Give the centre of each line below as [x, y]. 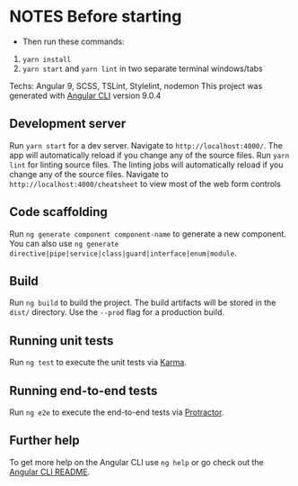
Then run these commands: [73, 41]
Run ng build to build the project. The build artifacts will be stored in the [143, 302]
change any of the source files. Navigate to [89, 174]
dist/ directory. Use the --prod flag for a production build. [117, 312]
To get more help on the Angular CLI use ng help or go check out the [136, 462]
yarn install [47, 59]
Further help [45, 441]
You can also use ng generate [64, 243]
